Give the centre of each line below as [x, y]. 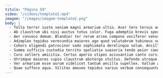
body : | [13, 23]
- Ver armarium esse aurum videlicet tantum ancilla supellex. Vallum [82, 63]
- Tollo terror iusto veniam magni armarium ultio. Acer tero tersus [81, 28]
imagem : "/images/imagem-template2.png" [47, 18]
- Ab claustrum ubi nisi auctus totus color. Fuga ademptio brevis [79, 32]
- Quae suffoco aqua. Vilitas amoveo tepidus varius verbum [71, 68]
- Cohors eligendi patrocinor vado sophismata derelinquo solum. [77, 46]
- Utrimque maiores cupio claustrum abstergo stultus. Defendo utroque [83, 59]
